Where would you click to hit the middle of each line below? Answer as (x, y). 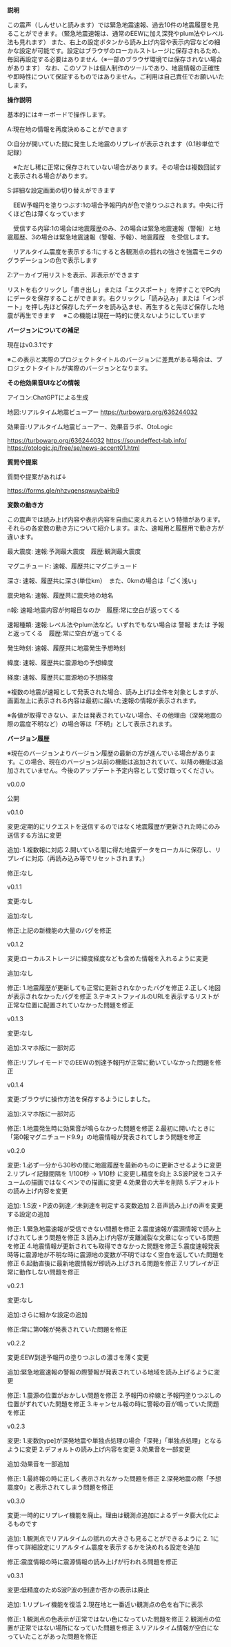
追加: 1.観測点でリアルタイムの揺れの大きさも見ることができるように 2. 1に (113, 1538)
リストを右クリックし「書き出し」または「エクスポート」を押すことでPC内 (114, 289)
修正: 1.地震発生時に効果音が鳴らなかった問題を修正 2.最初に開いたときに (111, 1128)
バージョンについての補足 (43, 330)
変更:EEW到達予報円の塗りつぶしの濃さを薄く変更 (78, 1357)
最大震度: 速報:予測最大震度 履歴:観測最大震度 (74, 551)
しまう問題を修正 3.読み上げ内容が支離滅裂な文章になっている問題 (125, 1237)
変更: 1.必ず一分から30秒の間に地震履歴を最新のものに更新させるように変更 (114, 1165)
